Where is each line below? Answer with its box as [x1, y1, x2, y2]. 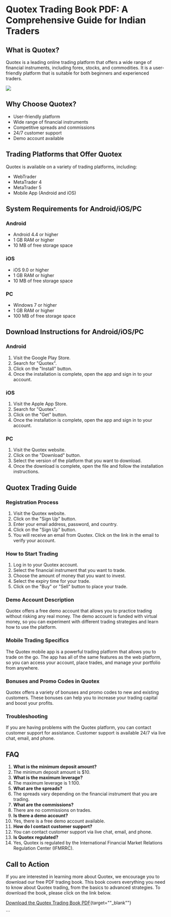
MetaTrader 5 [13, 184, 42, 190]
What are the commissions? [13, 801, 74, 808]
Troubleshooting [6, 713, 48, 720]
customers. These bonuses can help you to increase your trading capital [6, 695, 158, 701]
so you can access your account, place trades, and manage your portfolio [6, 659, 161, 666]
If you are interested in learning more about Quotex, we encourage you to [6, 873, 160, 880]
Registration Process [6, 498, 59, 506]
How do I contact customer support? [13, 823, 93, 830]
